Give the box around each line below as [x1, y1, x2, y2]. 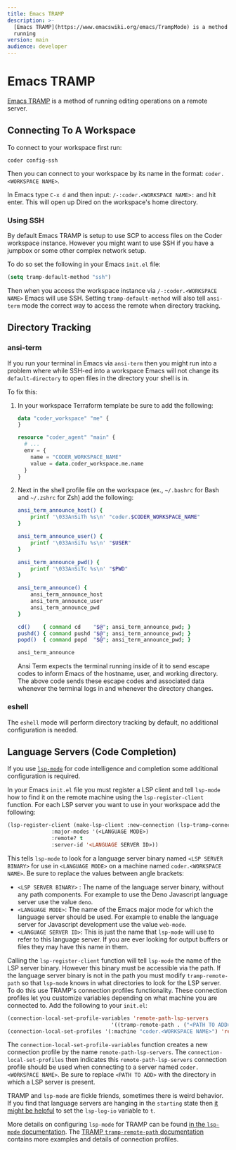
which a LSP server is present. [7, 1078, 96, 1087]
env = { [24, 447, 47, 454]
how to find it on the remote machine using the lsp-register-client [7, 793, 204, 801]
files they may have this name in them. [17, 942, 129, 951]
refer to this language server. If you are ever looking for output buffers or [17, 935, 228, 944]
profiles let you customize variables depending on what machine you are [7, 994, 218, 1002]
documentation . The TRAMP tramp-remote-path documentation [21, 1127, 204, 1136]
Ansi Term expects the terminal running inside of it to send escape [17, 662, 210, 670]
